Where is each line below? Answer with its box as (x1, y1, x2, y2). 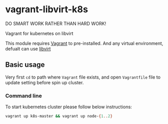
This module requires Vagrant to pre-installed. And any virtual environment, (5, 40, 163, 46)
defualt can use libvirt (5, 45, 51, 52)
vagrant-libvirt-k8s (5, 4, 88, 15)
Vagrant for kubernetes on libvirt (5, 30, 74, 36)
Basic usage (5, 60, 45, 69)
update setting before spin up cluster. (5, 79, 84, 85)
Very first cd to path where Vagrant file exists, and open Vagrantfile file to (5, 74, 161, 80)
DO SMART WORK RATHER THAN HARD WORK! (5, 20, 106, 27)
